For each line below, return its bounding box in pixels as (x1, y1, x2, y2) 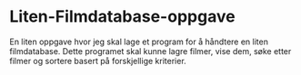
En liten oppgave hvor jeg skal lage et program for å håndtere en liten (9, 36, 268, 47)
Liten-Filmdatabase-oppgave (9, 6, 236, 27)
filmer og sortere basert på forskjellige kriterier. (9, 55, 186, 66)
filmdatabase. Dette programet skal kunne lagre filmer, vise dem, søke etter (9, 45, 292, 56)
